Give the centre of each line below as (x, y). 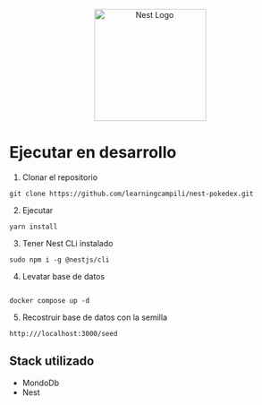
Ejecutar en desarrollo (93, 153)
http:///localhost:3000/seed (63, 333)
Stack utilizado (52, 362)
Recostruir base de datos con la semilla (95, 317)
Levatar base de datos (63, 276)
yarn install (34, 227)
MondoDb (41, 383)
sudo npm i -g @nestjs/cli (59, 260)
